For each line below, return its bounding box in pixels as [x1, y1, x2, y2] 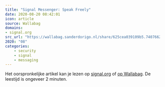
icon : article [5, 16, 34, 21]
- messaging [14, 58, 38, 62]
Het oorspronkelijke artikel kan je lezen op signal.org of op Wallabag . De [5, 71, 151, 77]
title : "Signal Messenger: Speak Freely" [5, 7, 91, 12]
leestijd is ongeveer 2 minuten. [5, 76, 67, 82]
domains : [5, 26, 23, 30]
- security [14, 48, 36, 53]
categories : [5, 44, 29, 49]
